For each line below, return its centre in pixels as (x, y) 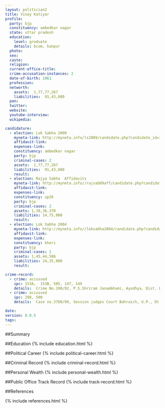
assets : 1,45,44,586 (35, 256)
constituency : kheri (35, 243)
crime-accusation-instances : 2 (41, 74)
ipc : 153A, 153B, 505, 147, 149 (48, 283)
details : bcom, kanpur (37, 46)
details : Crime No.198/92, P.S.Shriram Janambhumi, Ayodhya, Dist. (85, 288)
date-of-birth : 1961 (30, 78)
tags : (11, 320)
